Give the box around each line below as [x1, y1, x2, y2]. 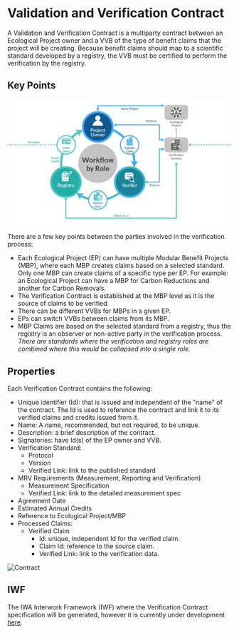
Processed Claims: [17, 519, 73, 528]
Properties [7, 365, 55, 377]
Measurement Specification [28, 481, 110, 490]
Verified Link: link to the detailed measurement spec [28, 489, 181, 498]
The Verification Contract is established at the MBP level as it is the [17, 292, 215, 300]
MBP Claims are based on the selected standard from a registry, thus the [17, 322, 231, 331]
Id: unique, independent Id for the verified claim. [38, 535, 180, 543]
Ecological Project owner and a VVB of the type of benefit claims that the [7, 36, 222, 44]
